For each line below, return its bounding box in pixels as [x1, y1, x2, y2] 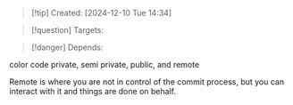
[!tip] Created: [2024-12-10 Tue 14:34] [30, 8, 172, 18]
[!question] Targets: [30, 25, 105, 35]
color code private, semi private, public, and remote [9, 60, 200, 69]
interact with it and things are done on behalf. [9, 86, 177, 96]
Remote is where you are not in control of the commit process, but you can [9, 77, 284, 87]
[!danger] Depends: [30, 42, 104, 52]
